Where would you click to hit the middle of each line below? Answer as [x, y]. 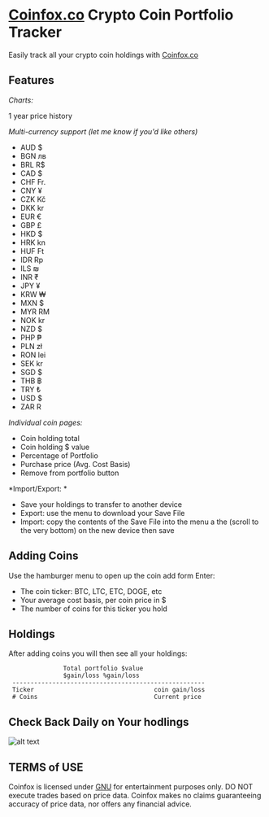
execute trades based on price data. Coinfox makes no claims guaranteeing [135, 795]
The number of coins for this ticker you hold [94, 609]
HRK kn [33, 242]
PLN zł [31, 346]
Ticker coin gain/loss [108, 690]
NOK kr [33, 320]
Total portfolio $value [103, 669]
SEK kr [31, 363]
